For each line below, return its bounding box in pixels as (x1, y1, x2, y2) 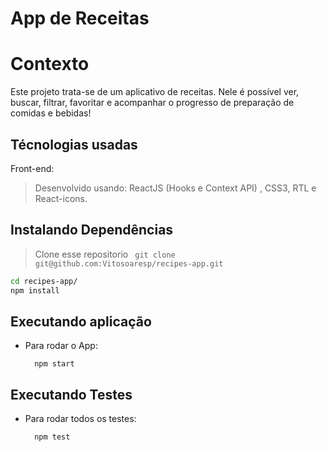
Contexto (10, 53, 90, 76)
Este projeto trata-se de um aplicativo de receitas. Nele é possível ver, (10, 86, 300, 98)
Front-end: (10, 162, 55, 174)
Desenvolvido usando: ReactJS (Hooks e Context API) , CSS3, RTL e (34, 182, 317, 194)
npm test (34, 432, 71, 442)
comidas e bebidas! (10, 107, 92, 119)
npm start (34, 359, 75, 369)
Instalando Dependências (10, 222, 174, 239)
